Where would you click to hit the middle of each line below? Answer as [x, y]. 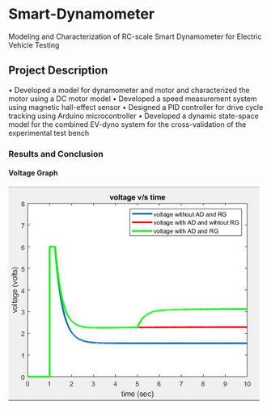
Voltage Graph [33, 173]
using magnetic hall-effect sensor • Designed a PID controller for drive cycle [136, 107]
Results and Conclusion [56, 154]
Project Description [58, 71]
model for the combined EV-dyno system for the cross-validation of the [127, 124]
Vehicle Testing [34, 44]
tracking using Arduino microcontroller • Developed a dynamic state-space [133, 116]
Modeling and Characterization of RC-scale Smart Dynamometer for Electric [135, 36]
